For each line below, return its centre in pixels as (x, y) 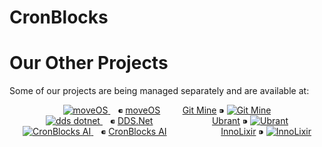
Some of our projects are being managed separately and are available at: (159, 91)
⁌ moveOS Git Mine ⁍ (171, 110)
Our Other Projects (89, 63)
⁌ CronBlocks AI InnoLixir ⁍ (182, 132)
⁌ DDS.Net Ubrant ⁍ (179, 121)
